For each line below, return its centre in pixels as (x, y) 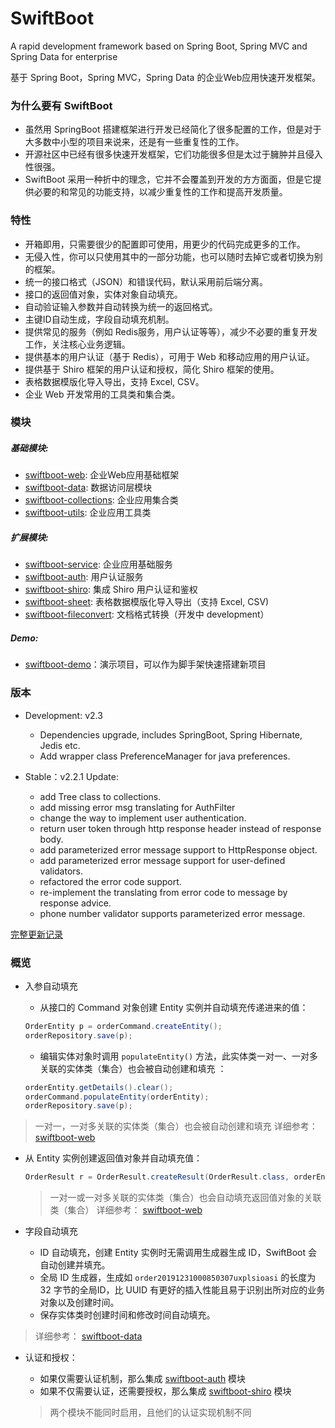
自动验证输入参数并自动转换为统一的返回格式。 (121, 306)
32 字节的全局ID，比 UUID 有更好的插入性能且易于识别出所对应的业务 (182, 1290)
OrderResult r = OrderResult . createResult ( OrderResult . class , (157, 1177)
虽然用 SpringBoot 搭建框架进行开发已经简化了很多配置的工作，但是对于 (173, 129)
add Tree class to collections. (100, 796)
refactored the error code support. (110, 881)
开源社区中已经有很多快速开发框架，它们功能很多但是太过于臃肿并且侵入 (173, 154)
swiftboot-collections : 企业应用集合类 (101, 500)
